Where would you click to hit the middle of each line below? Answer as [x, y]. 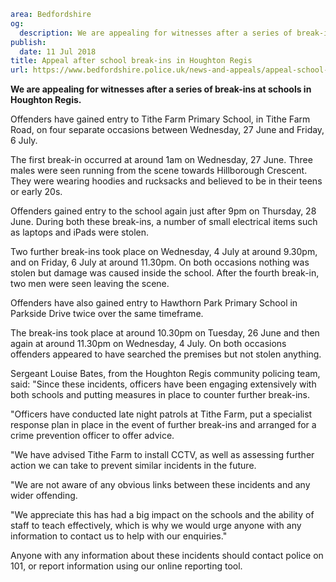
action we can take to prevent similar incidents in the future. [133, 466]
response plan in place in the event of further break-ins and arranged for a [163, 425]
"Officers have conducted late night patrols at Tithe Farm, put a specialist [161, 414]
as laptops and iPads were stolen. [80, 232]
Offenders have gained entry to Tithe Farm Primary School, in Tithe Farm [160, 119]
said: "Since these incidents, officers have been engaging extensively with [163, 384]
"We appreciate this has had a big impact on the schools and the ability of [162, 515]
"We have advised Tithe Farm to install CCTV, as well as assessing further [162, 455]
